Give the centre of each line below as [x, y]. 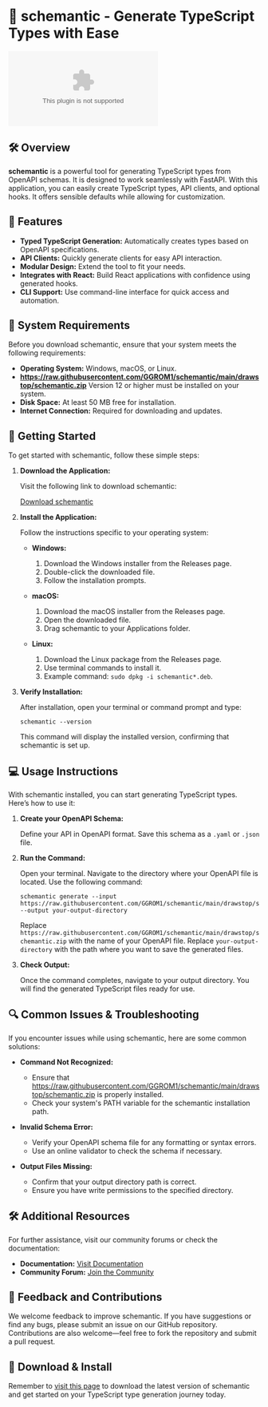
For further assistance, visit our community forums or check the [113, 1239]
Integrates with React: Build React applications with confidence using [135, 275]
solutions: [24, 1046]
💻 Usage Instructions [63, 771]
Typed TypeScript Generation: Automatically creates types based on [134, 241]
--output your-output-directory [73, 910]
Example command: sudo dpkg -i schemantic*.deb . [128, 676]
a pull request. [32, 1342]
